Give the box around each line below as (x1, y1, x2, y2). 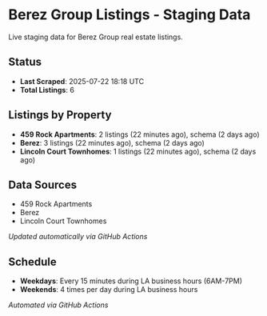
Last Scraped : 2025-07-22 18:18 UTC (19, 76, 145, 86)
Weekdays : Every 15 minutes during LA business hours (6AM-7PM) (19, 276, 242, 286)
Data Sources (8, 178, 78, 191)
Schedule (8, 254, 58, 269)
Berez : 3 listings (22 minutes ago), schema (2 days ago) (19, 138, 205, 147)
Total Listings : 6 (19, 85, 74, 94)
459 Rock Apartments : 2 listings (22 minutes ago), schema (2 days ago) (19, 130, 260, 139)
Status (8, 55, 42, 69)
